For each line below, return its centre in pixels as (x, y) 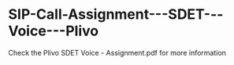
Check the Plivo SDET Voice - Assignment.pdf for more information (117, 52)
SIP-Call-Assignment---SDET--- (116, 14)
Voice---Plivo (54, 31)
